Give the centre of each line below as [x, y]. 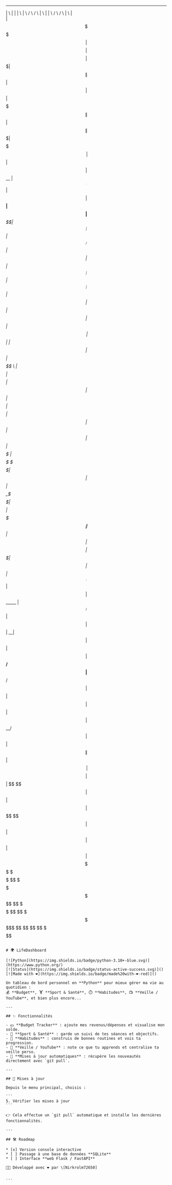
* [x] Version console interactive [44, 1150]
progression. [20, 1043]
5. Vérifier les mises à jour [38, 1101]
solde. [13, 1030]
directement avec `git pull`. [38, 1061]
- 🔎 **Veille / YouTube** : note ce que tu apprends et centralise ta [82, 1047]
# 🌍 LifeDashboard [26, 950]
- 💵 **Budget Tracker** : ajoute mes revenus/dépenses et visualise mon [85, 1025]
